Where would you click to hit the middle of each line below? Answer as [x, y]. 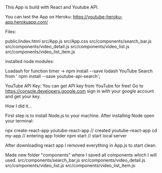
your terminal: [19, 121]
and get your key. [23, 96]
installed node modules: [30, 61]
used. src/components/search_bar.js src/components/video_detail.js [75, 160]
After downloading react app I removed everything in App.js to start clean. [81, 145]
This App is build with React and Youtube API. [52, 7]
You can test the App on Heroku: [39, 17]
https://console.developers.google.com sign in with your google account [80, 91]
